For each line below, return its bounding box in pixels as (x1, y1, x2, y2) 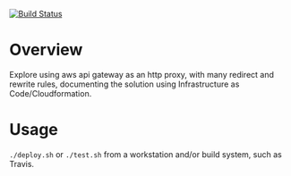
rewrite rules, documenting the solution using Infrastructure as (9, 79, 240, 89)
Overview (9, 40, 83, 60)
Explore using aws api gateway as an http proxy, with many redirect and (9, 69, 275, 80)
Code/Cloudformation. (9, 88, 92, 98)
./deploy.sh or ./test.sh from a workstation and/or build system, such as (9, 148, 282, 160)
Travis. (9, 158, 34, 169)
